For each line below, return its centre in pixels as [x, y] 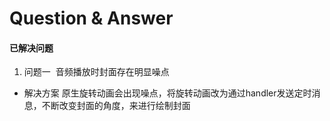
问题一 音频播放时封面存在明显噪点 [96, 72]
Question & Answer [91, 18]
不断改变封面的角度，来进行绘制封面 [116, 106]
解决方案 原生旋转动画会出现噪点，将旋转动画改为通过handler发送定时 [167, 93]
